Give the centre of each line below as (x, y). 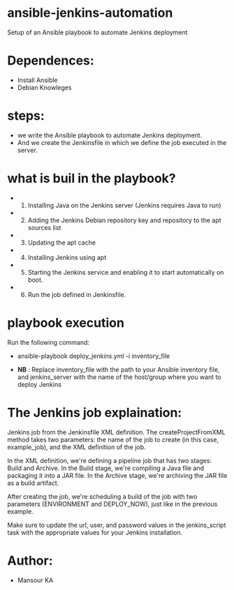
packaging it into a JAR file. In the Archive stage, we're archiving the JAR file (117, 475)
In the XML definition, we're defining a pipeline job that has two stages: (109, 460)
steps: (26, 116)
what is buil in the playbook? (92, 178)
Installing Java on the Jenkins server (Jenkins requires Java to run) (124, 205)
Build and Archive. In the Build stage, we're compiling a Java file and (106, 468)
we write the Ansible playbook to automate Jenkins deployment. (110, 135)
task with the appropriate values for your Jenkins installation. (95, 532)
